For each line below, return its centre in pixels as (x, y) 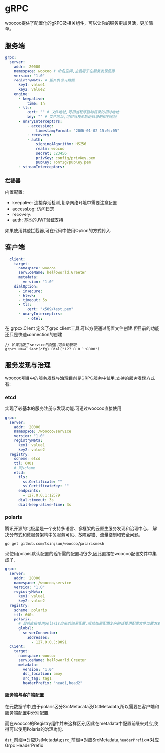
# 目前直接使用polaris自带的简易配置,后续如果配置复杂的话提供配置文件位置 (86, 624)
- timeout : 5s (33, 300)
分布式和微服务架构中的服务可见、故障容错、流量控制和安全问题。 (76, 534)
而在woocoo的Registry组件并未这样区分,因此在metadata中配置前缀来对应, (80, 723)
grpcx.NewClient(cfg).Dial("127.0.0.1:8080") (52, 349)
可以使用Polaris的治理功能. (36, 729)
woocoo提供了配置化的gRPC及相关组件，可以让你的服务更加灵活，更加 (77, 23)
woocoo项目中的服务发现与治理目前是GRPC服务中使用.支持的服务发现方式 (80, 378)
